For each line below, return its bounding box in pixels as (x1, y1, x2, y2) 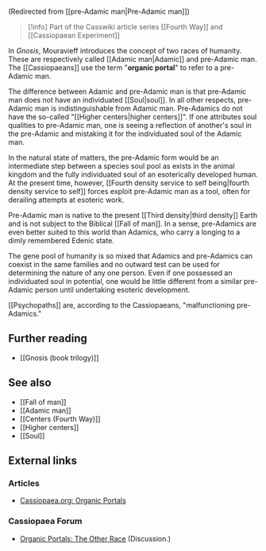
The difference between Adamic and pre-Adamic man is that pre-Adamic (8, 87, 247, 96)
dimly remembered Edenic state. (8, 236, 115, 245)
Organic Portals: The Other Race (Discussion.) (19, 534, 172, 543)
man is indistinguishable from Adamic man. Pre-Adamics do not (34, 103, 244, 113)
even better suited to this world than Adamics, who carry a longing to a (8, 227, 241, 237)
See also (8, 376, 52, 390)
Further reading (8, 332, 87, 345)
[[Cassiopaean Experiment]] (27, 31, 121, 40)
